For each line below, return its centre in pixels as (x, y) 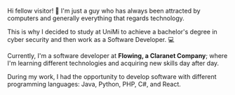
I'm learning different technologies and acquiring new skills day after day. (113, 63)
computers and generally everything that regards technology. (96, 18)
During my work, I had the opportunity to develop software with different (112, 76)
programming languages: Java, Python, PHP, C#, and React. (94, 84)
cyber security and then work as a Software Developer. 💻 (91, 39)
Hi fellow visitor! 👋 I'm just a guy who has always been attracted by (104, 11)
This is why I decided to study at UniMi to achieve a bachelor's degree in (112, 32)
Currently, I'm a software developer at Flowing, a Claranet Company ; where (117, 56)
